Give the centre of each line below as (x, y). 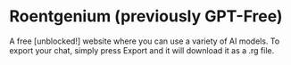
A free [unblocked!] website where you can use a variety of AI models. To (145, 41)
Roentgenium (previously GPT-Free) (146, 16)
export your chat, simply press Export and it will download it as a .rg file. (142, 50)
